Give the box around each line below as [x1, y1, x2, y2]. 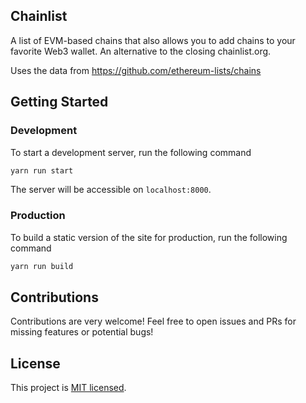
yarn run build [10, 261, 74, 271]
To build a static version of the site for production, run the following [10, 231, 288, 243]
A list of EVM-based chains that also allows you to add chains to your [10, 34, 296, 46]
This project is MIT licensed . [10, 382, 127, 394]
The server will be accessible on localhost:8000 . [10, 184, 212, 196]
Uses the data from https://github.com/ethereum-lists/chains [10, 64, 262, 76]
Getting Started [10, 94, 109, 111]
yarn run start [10, 165, 74, 176]
